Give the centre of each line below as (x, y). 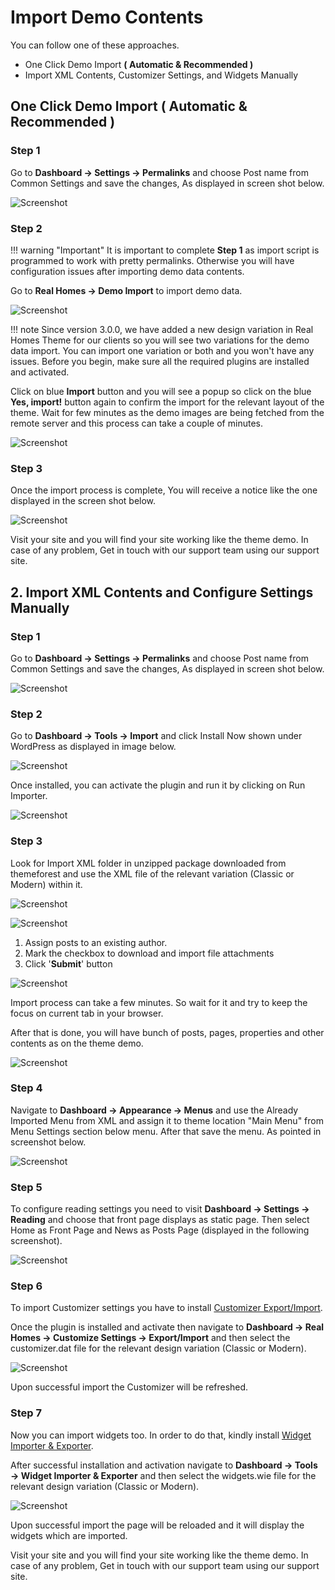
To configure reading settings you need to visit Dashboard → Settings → (160, 1209)
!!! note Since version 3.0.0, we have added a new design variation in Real (162, 329)
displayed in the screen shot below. (83, 501)
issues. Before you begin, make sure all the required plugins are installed (160, 361)
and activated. (40, 372)
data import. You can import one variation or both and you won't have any (162, 350)
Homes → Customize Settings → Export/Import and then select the (150, 1338)
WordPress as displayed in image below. (93, 747)
